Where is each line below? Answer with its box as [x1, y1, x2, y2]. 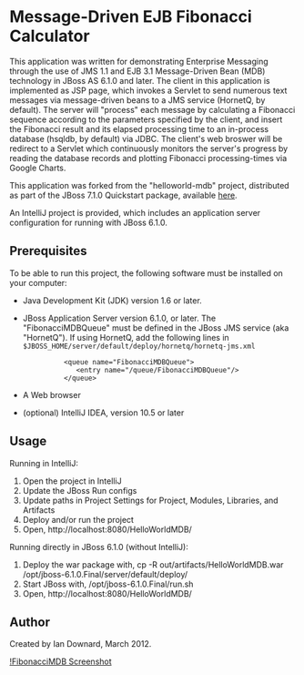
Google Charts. [9, 162, 66, 173]
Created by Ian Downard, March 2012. [9, 639, 152, 649]
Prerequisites [9, 243, 87, 259]
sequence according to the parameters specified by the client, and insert [9, 114, 283, 125]
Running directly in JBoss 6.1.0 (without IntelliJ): [9, 541, 189, 552]
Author [9, 614, 50, 629]
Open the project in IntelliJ [22, 476, 122, 486]
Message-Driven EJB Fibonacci [9, 6, 252, 27]
